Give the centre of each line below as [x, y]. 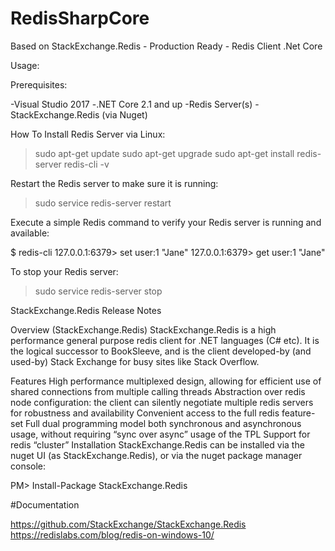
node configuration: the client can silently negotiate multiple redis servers [162, 402]
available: [30, 233]
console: [28, 466]
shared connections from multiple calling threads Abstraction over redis [158, 391]
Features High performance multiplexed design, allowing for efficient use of [166, 381]
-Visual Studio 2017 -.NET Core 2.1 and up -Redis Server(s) [131, 104]
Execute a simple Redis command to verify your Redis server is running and [166, 222]
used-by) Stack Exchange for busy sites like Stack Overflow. [135, 361]
